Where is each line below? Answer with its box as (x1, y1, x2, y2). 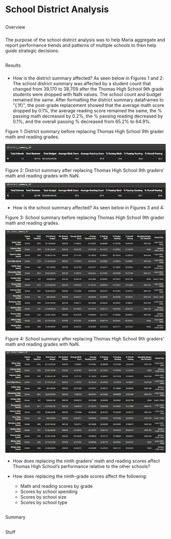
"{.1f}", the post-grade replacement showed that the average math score (12, 102, 164, 108)
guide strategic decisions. (5, 47, 60, 54)
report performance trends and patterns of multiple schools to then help (5, 42, 157, 48)
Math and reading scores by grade (20, 483, 93, 489)
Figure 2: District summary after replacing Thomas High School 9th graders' (5, 167, 165, 173)
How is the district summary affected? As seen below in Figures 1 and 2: (12, 75, 164, 81)
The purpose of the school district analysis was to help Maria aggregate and (5, 37, 165, 43)
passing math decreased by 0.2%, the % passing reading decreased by (12, 113, 163, 119)
